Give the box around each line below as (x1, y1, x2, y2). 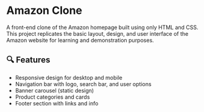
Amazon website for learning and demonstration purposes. (6, 36, 154, 44)
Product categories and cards (15, 93, 90, 100)
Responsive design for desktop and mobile (15, 74, 123, 81)
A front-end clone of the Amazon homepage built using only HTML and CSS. (6, 24, 199, 31)
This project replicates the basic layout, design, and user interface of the (6, 30, 189, 37)
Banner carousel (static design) (15, 87, 94, 94)
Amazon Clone (6, 4, 83, 18)
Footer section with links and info (15, 99, 99, 107)
